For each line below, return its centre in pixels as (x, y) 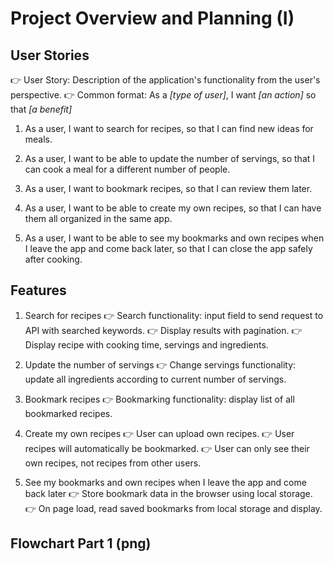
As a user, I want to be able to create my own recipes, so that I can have (173, 208)
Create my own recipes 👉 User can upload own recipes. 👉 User (159, 433)
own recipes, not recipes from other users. (113, 463)
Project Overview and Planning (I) (152, 18)
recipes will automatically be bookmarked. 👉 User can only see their (167, 448)
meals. (38, 139)
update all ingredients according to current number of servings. (155, 379)
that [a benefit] (41, 109)
